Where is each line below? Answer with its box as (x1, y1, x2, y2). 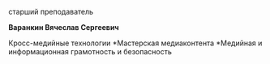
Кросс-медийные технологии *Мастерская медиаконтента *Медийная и (8, 38, 263, 48)
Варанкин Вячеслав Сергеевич (8, 23, 119, 32)
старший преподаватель (8, 7, 94, 16)
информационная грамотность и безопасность (8, 47, 173, 56)
